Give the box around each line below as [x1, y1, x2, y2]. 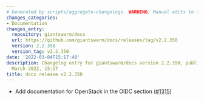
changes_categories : [6, 15, 59, 21]
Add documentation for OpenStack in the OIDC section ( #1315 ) [15, 88, 172, 95]
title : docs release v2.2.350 [6, 71, 83, 77]
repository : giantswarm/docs [12, 32, 86, 38]
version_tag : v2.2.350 [12, 49, 69, 55]
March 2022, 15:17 [12, 65, 59, 72]
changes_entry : [6, 26, 45, 32]
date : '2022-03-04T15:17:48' [6, 54, 80, 60]
